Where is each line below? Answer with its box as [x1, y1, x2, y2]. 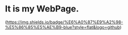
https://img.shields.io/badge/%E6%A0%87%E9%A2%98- [6, 19, 124, 25]
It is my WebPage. [5, 3, 79, 14]
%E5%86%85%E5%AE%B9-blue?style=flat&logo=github [5, 24, 120, 30]
